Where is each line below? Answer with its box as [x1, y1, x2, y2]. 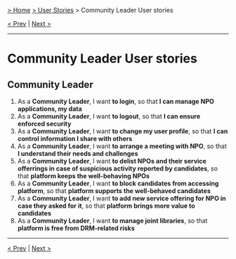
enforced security [17, 119, 72, 128]
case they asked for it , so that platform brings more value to [17, 201, 195, 210]
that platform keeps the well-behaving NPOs [17, 172, 150, 180]
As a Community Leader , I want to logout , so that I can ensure [17, 112, 201, 120]
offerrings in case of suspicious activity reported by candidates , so [17, 164, 218, 173]
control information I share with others [17, 135, 133, 142]
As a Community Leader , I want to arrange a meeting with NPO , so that [17, 142, 227, 150]
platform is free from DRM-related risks [17, 224, 135, 232]
